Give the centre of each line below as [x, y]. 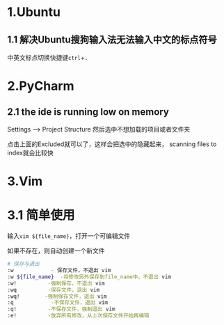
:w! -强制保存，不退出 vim [56, 283]
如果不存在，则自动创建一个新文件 [56, 251]
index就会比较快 [30, 153]
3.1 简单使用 [41, 215]
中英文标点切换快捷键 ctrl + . [48, 57]
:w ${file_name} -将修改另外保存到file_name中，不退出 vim [89, 277]
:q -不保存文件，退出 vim [58, 303]
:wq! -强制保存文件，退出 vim [57, 296]
